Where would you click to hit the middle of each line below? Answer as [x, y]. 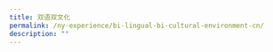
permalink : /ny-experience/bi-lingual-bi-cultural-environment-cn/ [137, 26]
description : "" [39, 33]
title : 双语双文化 [40, 17]
